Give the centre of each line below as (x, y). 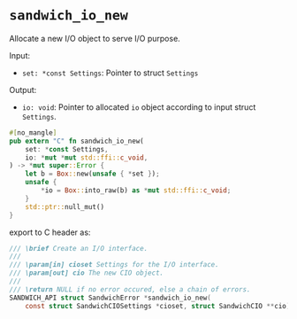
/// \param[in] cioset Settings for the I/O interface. (114, 265)
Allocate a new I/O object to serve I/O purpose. (95, 38)
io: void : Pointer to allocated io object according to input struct (139, 107)
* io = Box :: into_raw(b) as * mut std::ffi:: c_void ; (136, 191)
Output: (23, 89)
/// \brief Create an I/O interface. (79, 248)
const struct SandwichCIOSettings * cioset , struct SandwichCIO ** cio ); (160, 306)
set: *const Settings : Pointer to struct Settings (110, 73)
